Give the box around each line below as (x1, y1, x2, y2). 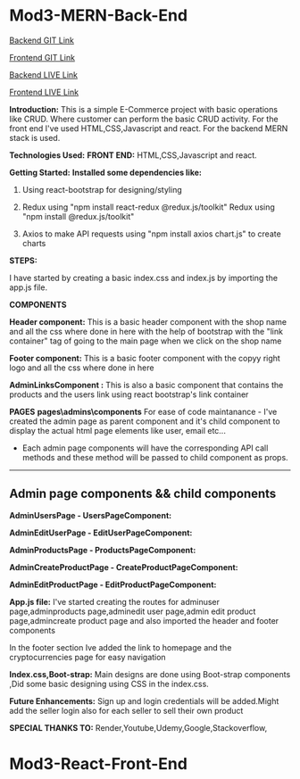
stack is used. (9, 132, 61, 143)
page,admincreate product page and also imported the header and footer (9, 615, 279, 626)
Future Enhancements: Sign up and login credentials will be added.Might (9, 695, 279, 706)
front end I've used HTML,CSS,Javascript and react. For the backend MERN (9, 122, 288, 134)
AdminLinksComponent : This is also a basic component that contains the (9, 379, 284, 390)
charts (21, 237, 46, 248)
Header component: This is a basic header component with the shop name (9, 316, 287, 327)
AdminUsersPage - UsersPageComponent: (9, 510, 172, 520)
